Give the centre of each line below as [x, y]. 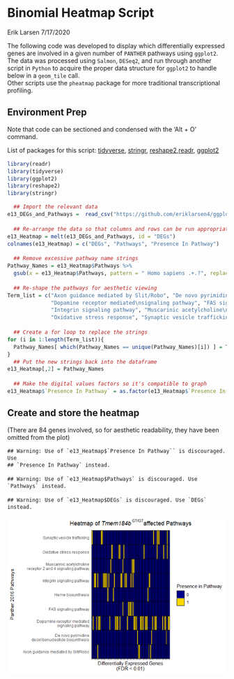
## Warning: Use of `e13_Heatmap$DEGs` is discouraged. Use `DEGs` [107, 500]
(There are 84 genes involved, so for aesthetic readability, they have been [113, 430]
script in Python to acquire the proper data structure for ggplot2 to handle [112, 68]
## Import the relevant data [56, 207]
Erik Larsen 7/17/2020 [39, 32]
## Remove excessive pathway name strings [76, 259]
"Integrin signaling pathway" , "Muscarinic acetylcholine [137, 310]
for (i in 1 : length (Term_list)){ [56, 339]
